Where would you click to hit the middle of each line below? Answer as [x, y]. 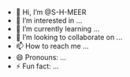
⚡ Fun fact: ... [37, 66]
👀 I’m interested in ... [49, 20]
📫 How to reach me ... [52, 46]
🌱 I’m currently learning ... [58, 29]
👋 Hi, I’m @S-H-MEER [51, 12]
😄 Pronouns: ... [41, 57]
